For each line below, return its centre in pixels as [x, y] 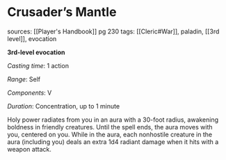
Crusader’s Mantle [62, 12]
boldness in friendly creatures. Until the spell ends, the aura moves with [110, 127]
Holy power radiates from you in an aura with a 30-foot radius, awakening [113, 120]
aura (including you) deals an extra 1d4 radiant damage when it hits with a [113, 142]
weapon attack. [30, 149]
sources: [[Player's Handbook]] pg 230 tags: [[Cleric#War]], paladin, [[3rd [113, 31]
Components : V [30, 93]
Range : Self [24, 79]
